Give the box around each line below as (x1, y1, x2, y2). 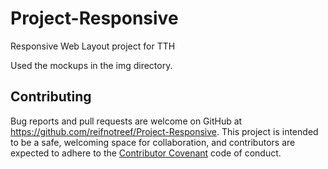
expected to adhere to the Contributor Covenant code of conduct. (10, 147, 282, 159)
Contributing (10, 88, 92, 106)
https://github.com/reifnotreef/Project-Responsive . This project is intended (10, 125, 319, 137)
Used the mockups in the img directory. (10, 59, 173, 71)
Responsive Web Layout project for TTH (10, 40, 176, 52)
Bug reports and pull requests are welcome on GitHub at (10, 115, 243, 127)
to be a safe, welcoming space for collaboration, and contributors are (10, 136, 296, 148)
